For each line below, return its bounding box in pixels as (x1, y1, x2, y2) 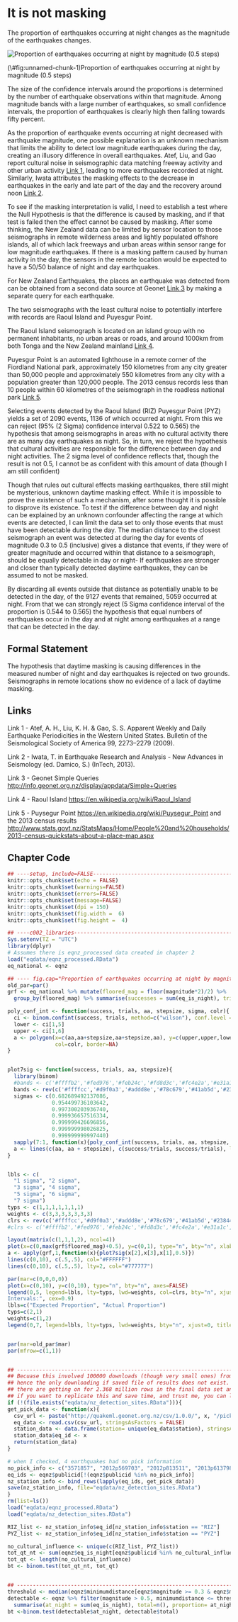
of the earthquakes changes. (7, 35, 92, 44)
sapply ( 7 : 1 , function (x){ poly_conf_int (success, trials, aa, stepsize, (13, 1139, 230, 1146)
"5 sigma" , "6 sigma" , (13, 1190, 81, 1198)
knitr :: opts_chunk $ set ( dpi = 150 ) (7, 903, 110, 911)
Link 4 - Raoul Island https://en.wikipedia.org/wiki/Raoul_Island (7, 795, 191, 804)
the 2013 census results (7, 816, 77, 825)
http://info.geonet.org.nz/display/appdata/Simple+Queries (7, 781, 177, 789)
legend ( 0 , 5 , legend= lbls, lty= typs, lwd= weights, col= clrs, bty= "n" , (7, 1288, 217, 1296)
